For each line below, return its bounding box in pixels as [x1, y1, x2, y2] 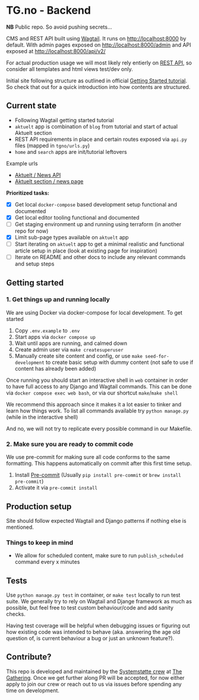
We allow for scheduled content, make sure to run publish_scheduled [14, 552, 184, 559]
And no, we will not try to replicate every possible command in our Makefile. [6, 425, 192, 432]
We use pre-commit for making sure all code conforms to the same [6, 454, 170, 461]
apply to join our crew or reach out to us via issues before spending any [6, 680, 182, 687]
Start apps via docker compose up [14, 333, 96, 340]
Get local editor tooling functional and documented [14, 214, 140, 221]
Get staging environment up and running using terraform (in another [14, 220, 182, 227]
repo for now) [14, 227, 49, 235]
